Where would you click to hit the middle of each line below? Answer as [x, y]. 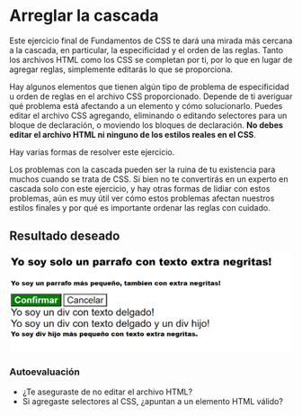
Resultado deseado [65, 236]
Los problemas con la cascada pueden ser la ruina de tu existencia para [142, 169]
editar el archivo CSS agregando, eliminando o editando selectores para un [148, 115]
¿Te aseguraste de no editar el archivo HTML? [107, 392]
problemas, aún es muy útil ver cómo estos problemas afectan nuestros [142, 198]
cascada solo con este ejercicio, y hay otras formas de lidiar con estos [140, 188]
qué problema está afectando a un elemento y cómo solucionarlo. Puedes [146, 105]
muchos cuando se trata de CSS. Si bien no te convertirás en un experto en [149, 179]
